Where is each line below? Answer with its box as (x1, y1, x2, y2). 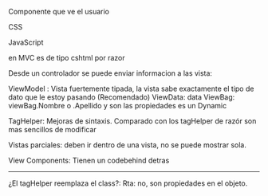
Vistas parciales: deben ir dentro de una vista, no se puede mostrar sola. (8, 140, 247, 150)
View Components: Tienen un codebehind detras (8, 155, 170, 165)
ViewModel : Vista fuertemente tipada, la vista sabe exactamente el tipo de (8, 84, 254, 93)
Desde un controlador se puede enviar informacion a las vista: (8, 69, 213, 78)
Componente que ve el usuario (8, 7, 110, 16)
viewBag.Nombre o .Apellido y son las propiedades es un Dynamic (8, 101, 227, 110)
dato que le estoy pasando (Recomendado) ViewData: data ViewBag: (8, 92, 235, 102)
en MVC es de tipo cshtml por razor (8, 53, 125, 62)
